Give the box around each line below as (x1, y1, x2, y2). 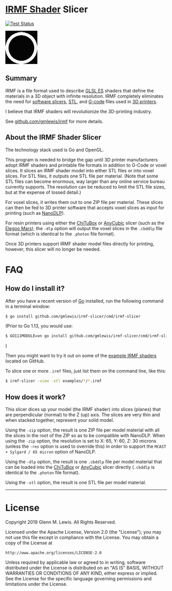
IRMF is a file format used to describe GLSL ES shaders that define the (5, 87, 154, 94)
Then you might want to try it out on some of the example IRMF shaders (5, 353, 157, 359)
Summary (5, 74, 37, 83)
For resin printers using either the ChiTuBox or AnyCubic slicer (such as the (5, 220, 165, 226)
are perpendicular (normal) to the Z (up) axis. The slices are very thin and (5, 412, 160, 418)
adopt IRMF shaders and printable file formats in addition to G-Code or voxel (5, 162, 167, 168)
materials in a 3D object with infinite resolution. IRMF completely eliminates (5, 93, 164, 99)
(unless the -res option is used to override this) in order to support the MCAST (5, 443, 166, 449)
